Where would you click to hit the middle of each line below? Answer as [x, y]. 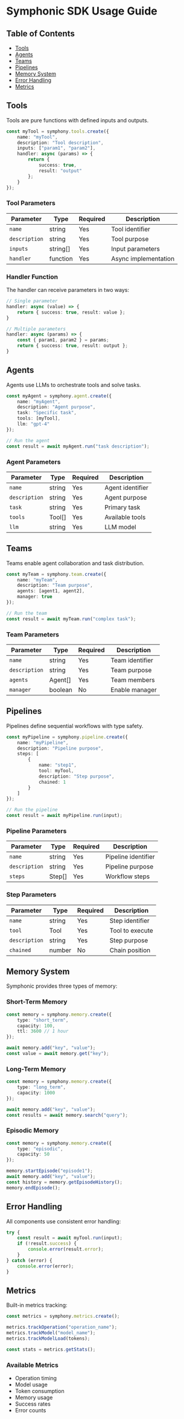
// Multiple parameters [36, 329]
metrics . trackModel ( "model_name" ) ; [51, 1333]
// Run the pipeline [32, 810]
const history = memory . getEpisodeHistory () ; [64, 1182]
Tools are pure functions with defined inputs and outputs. [78, 120]
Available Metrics [32, 1365]
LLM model [121, 527]
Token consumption [40, 1391]
